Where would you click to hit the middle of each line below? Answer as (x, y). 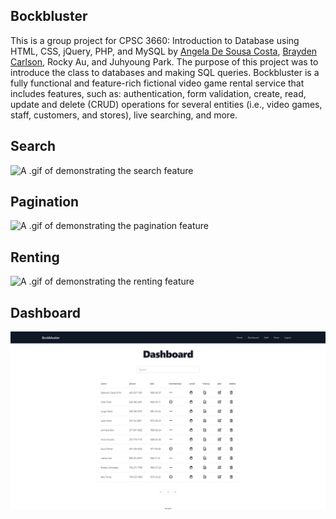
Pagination (45, 202)
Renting (35, 257)
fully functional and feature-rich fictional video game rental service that (157, 83)
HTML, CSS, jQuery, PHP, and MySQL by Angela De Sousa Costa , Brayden (164, 51)
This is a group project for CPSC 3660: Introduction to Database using (155, 40)
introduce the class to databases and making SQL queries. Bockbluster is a (165, 72)
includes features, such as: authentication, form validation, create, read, (158, 93)
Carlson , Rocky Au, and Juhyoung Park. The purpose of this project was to (164, 61)
